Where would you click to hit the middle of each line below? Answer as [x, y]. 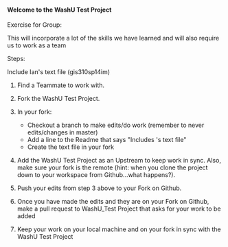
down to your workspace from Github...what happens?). [96, 175]
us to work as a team [37, 45]
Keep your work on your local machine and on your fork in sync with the [119, 229]
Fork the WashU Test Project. [58, 99]
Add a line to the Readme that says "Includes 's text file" [107, 140]
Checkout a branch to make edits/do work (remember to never [116, 125]
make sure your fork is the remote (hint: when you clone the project [112, 167]
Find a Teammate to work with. [61, 85]
